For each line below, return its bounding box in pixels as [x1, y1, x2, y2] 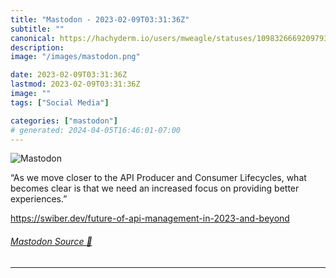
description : [10, 42, 65, 53]
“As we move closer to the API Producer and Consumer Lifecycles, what [10, 172, 307, 184]
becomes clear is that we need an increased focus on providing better [10, 182, 300, 195]
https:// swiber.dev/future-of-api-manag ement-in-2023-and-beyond [10, 212, 290, 225]
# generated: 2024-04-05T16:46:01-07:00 [10, 125, 182, 135]
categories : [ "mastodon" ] [10, 116, 118, 126]
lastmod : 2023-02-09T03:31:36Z [10, 79, 141, 90]
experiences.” [10, 193, 68, 205]
